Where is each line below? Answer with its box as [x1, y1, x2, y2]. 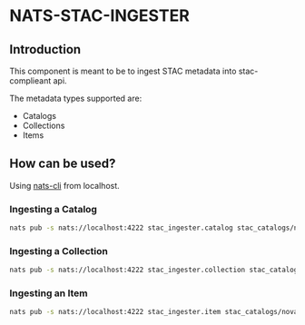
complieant [9, 75, 52, 86]
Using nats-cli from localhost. [9, 180, 120, 191]
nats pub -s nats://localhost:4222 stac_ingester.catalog [9, 223, 233, 232]
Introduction [9, 42, 82, 57]
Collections [22, 120, 65, 131]
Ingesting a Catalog [9, 202, 98, 215]
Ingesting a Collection [9, 244, 109, 257]
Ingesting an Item [9, 287, 88, 300]
